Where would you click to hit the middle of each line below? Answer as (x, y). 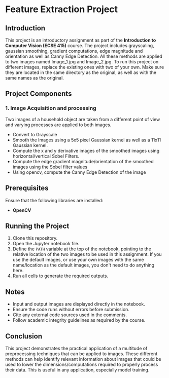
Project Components (39, 94)
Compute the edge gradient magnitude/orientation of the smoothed (83, 161)
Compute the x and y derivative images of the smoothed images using (86, 150)
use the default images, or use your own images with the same (78, 260)
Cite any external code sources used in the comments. (70, 315)
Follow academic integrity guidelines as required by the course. (79, 320)
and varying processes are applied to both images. (58, 125)
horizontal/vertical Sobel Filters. (46, 156)
